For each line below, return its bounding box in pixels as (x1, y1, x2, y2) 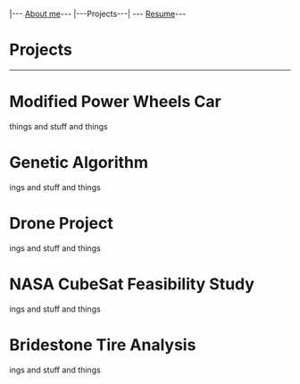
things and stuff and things (9, 121, 109, 131)
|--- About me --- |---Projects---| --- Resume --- (9, 9, 187, 19)
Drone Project (9, 213, 113, 233)
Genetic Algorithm (9, 153, 149, 173)
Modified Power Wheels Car (9, 92, 221, 112)
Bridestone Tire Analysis (9, 335, 196, 355)
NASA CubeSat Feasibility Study (9, 273, 254, 294)
